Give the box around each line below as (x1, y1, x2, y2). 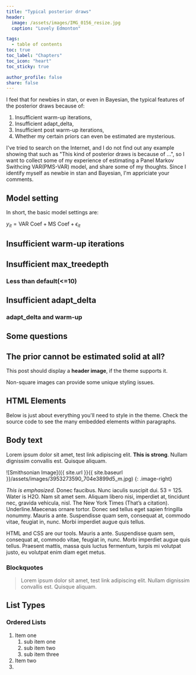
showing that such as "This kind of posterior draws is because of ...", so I (6, 151, 185, 158)
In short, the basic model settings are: (6, 209, 99, 216)
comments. (6, 176, 34, 183)
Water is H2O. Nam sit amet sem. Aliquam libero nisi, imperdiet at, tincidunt (6, 493, 190, 500)
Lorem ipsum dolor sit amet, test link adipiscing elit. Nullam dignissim (20, 577, 190, 584)
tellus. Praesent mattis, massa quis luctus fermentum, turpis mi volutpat (6, 542, 181, 549)
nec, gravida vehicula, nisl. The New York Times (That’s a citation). (6, 499, 169, 506)
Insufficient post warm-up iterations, (14, 126, 105, 134)
